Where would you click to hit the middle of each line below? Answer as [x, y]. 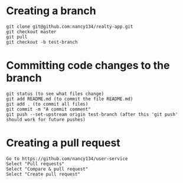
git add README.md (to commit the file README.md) [70, 99]
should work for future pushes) [46, 119]
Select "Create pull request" [43, 174]
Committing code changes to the [88, 66]
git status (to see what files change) [55, 94]
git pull [17, 37]
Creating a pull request [63, 143]
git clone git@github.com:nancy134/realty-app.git [70, 27]
